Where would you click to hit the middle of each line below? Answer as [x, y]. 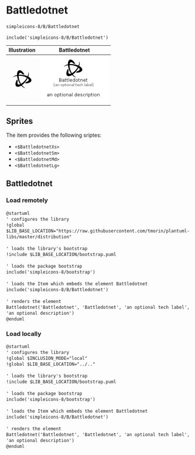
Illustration [22, 50]
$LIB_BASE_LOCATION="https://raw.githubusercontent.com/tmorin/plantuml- [98, 231]
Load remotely [27, 200]
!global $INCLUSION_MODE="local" [47, 358]
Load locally [24, 333]
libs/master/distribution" [39, 237]
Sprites [20, 121]
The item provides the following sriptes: [54, 135]
